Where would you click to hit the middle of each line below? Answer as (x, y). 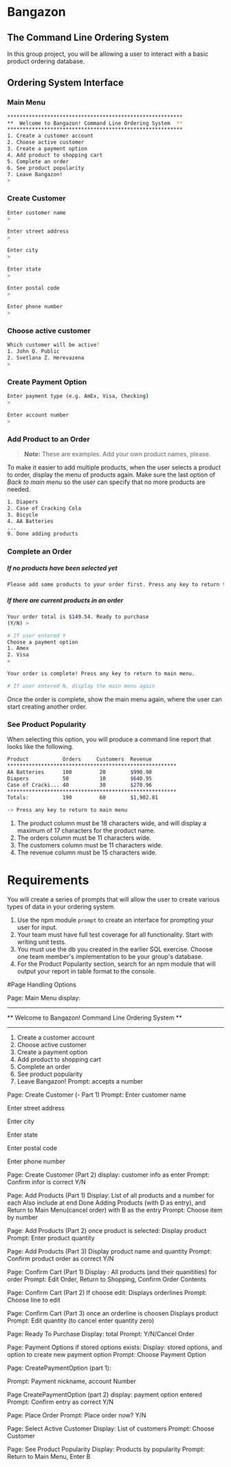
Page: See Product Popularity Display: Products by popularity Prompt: (106, 1449)
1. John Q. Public (33, 352)
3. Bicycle (23, 515)
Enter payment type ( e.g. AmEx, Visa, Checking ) (78, 397)
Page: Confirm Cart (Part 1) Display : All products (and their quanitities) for (112, 1272)
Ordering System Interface (65, 83)
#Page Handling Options (42, 984)
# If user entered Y (37, 635)
